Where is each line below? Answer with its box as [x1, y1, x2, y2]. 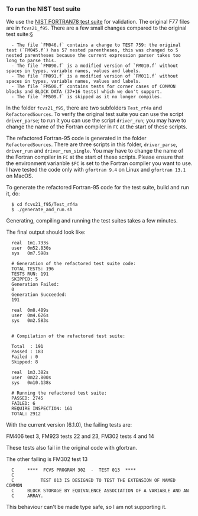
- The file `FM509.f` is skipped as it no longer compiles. [11, 94, 163, 100]
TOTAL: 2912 [11, 411, 41, 417]
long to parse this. [6, 58, 57, 64]
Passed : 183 [11, 349, 44, 355]
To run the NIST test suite [6, 5, 81, 13]
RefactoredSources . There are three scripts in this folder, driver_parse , [6, 141, 177, 148]
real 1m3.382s [11, 369, 49, 376]
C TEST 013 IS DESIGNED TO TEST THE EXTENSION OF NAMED [11, 478, 176, 483]
